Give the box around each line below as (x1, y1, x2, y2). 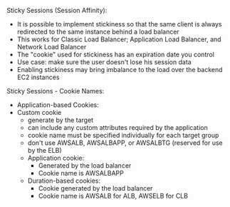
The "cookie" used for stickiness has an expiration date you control (16, 50, 215, 59)
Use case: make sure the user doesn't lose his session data (16, 58, 192, 66)
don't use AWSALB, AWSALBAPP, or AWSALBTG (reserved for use (27, 138, 224, 147)
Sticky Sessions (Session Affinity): (6, 6, 108, 14)
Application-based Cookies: (16, 101, 99, 109)
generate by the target (27, 116, 94, 124)
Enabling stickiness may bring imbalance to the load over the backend (16, 66, 223, 74)
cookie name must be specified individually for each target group (27, 131, 219, 139)
